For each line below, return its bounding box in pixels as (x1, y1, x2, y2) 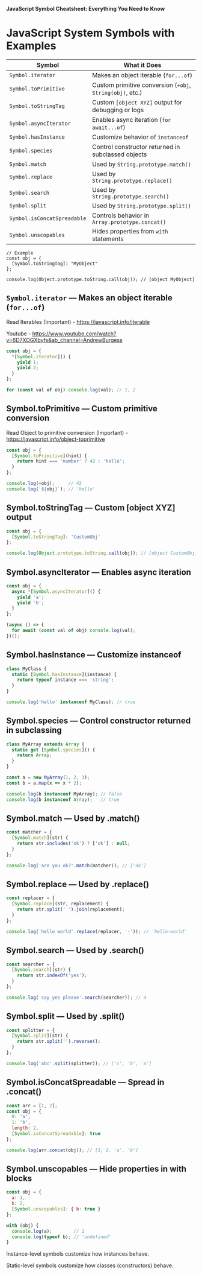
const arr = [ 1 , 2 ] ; (6, 1103, 58, 1109)
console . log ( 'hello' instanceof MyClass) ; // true (6, 699, 136, 705)
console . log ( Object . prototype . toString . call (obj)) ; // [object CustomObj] (6, 550, 198, 557)
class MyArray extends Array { (6, 741, 85, 747)
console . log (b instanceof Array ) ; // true (6, 796, 120, 803)
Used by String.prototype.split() (92, 201, 191, 210)
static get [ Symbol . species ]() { (11, 747, 96, 753)
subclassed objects (92, 150, 147, 159)
